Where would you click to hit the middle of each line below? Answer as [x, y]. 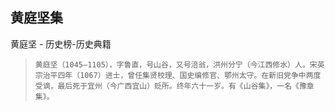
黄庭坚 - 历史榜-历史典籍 [61, 44]
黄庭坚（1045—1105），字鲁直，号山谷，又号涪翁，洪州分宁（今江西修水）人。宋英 [179, 64]
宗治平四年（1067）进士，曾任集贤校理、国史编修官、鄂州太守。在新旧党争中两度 [178, 75]
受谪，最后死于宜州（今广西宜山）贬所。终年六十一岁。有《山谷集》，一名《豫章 [174, 86]
